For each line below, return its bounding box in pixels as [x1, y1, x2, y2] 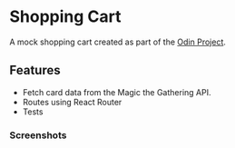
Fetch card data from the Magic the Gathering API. [22, 86, 211, 97]
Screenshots [9, 129, 67, 142]
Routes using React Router [22, 96, 122, 107]
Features [9, 63, 61, 78]
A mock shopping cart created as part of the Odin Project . [9, 36, 227, 47]
